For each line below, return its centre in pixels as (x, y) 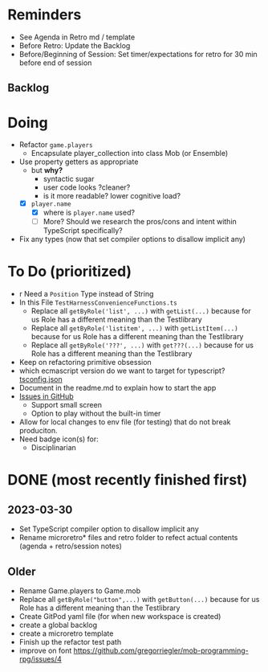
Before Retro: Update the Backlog (75, 45)
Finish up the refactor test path (70, 641)
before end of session (55, 63)
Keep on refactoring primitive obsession (85, 363)
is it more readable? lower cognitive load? (112, 196)
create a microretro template (66, 633)
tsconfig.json (41, 379)
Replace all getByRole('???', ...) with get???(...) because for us (142, 345)
